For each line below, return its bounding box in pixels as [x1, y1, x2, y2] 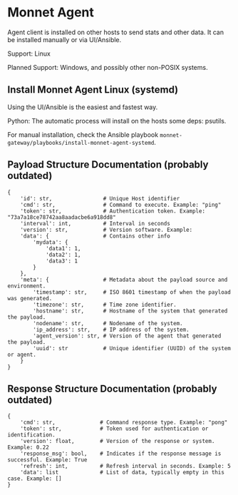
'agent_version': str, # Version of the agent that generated [33, 332, 222, 340]
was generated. [7, 295, 53, 302]
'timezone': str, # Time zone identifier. [33, 301, 177, 308]
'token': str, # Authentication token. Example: [20, 208, 205, 215]
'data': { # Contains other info [20, 233, 171, 240]
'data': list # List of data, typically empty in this [20, 469, 224, 476]
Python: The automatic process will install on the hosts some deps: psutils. [7, 116, 227, 125]
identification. [7, 432, 56, 439]
